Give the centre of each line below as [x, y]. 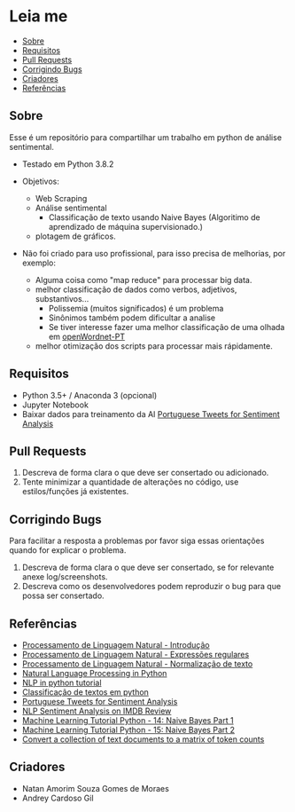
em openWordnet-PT [87, 336]
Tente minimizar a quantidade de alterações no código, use [130, 482]
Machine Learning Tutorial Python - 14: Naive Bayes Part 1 [128, 720]
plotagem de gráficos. [76, 236]
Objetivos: [41, 181]
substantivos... [62, 298]
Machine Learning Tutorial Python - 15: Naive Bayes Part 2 [128, 730]
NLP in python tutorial [62, 682]
